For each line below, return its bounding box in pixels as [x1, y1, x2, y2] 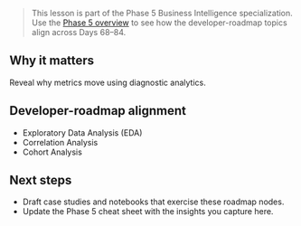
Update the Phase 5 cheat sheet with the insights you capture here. [22, 206, 274, 217]
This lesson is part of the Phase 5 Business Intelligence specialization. [31, 8, 294, 18]
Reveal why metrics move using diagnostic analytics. [9, 77, 206, 88]
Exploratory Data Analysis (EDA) [22, 127, 143, 138]
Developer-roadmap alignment [9, 103, 187, 118]
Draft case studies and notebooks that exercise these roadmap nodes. [22, 196, 285, 207]
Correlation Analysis [22, 137, 99, 147]
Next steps [9, 173, 72, 188]
